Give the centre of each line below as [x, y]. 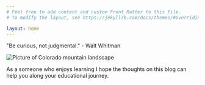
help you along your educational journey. [58, 76]
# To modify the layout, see [43, 18]
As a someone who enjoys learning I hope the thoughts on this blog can [96, 69]
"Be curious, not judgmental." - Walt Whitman [63, 46]
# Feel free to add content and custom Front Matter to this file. [94, 12]
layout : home [23, 29]
